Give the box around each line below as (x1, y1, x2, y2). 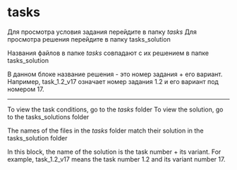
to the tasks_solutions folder (7, 112, 90, 121)
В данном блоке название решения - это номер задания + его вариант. (7, 70, 223, 78)
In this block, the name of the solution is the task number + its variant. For (7, 147, 221, 156)
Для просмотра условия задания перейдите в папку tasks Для (7, 28, 197, 36)
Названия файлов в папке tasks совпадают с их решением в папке (7, 49, 209, 57)
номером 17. (7, 85, 44, 93)
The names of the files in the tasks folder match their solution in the (7, 126, 204, 135)
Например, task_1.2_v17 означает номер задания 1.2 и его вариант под (7, 77, 219, 85)
